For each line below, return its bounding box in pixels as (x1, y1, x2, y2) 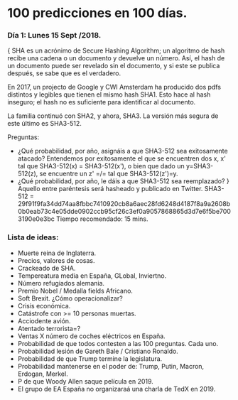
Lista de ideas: (7, 232, 59, 242)
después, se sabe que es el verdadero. (7, 69, 121, 77)
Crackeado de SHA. (17, 264, 76, 272)
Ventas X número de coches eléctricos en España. (17, 332, 166, 340)
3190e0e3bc (17, 215, 55, 223)
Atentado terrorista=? (17, 324, 81, 333)
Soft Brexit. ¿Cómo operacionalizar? (17, 293, 123, 303)
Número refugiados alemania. (17, 279, 105, 287)
